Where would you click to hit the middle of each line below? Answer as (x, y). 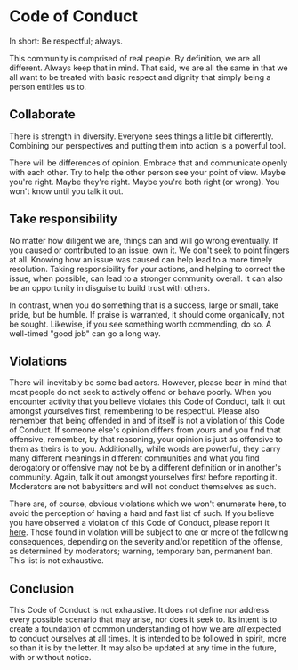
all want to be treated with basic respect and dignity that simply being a (140, 77)
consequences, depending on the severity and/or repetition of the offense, (146, 542)
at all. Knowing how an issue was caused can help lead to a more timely (141, 259)
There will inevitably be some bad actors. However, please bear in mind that (148, 383)
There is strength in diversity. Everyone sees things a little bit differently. (141, 136)
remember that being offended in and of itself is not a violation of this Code (147, 421)
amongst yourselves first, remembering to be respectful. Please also (134, 411)
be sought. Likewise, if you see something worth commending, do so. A (141, 324)
